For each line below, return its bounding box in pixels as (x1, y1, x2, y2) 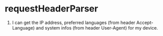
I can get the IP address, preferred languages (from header (12, 19, 136, 25)
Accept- (136, 19, 154, 25)
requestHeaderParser (5, 3, 98, 14)
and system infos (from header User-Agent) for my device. (35, 24, 158, 30)
